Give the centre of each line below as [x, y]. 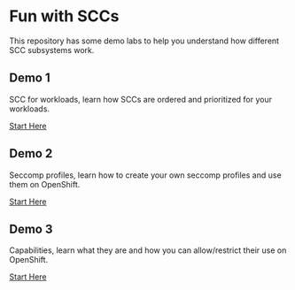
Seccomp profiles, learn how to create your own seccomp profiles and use [145, 175]
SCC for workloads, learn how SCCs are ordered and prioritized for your [141, 99]
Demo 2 [31, 153]
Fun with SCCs [64, 16]
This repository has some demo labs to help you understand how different [144, 41]
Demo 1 [30, 78]
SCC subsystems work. [52, 50]
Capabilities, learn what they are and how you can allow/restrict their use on [148, 250]
